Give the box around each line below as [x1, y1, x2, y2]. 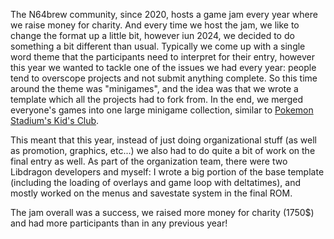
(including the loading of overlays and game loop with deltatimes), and [10, 177, 302, 188]
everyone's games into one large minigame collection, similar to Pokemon [10, 104, 314, 116]
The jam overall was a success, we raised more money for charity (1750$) [10, 207, 315, 218]
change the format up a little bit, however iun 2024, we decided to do [10, 30, 295, 41]
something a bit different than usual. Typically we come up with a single [10, 40, 306, 52]
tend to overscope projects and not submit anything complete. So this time [10, 72, 318, 84]
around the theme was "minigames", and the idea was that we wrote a [10, 83, 299, 94]
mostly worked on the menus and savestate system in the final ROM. [10, 187, 293, 199]
